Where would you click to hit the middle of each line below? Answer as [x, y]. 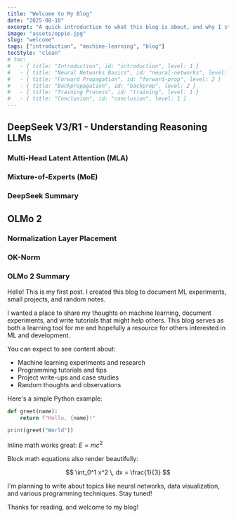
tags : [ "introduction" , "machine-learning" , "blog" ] [86, 46]
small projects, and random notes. [57, 299]
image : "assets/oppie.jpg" [47, 33]
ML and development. [39, 335]
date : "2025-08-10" [36, 20]
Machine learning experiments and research [81, 362]
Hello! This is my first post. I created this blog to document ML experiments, [117, 292]
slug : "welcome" [31, 40]
